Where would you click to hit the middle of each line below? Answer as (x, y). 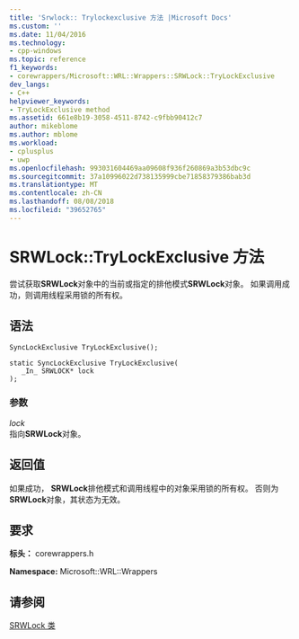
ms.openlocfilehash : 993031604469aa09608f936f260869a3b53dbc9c (130, 168)
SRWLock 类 (32, 626)
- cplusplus (31, 151)
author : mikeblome (44, 127)
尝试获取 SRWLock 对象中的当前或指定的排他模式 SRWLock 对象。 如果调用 (146, 283)
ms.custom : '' (36, 26)
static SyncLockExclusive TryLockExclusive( (94, 363)
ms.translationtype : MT (54, 185)
